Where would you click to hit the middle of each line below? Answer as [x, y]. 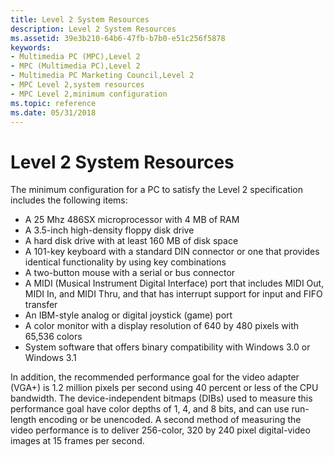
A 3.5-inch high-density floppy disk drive [109, 230]
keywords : [31, 47]
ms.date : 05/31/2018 [53, 112]
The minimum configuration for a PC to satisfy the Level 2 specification [156, 190]
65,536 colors [53, 337]
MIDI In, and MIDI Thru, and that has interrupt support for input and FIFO [173, 294]
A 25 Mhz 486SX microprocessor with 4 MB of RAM [132, 220]
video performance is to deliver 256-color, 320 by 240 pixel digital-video [160, 430]
